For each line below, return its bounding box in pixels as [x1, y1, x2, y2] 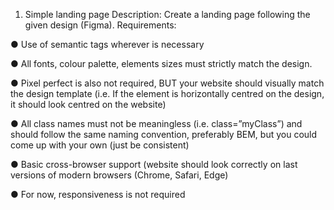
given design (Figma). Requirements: [24, 19, 177, 31]
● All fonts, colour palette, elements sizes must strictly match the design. [10, 58, 313, 69]
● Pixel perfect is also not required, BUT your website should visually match [10, 77, 325, 89]
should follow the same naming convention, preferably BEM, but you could [10, 129, 318, 140]
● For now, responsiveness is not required [10, 189, 186, 200]
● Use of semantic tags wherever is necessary [10, 39, 205, 50]
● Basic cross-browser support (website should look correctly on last [10, 159, 298, 170]
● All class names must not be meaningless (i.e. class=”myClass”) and [10, 118, 303, 129]
